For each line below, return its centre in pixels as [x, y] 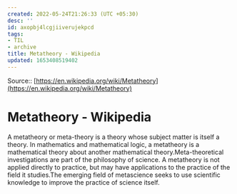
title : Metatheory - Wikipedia [54, 54]
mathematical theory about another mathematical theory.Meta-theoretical [116, 152]
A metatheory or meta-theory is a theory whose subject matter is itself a [114, 137]
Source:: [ [22, 81]
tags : [15, 34]
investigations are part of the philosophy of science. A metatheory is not [114, 159]
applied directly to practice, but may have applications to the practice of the [119, 167]
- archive [22, 47]
